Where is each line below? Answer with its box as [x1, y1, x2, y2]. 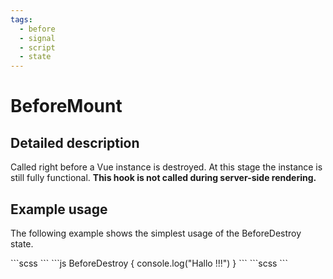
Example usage [10, 201, 108, 218]
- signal [19, 33, 56, 43]
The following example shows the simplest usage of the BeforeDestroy [10, 227, 302, 239]
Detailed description [10, 134, 140, 151]
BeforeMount [10, 95, 123, 118]
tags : [10, 14, 33, 25]
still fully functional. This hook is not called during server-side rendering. [10, 172, 317, 184]
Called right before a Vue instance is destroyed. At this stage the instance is [10, 161, 323, 173]
